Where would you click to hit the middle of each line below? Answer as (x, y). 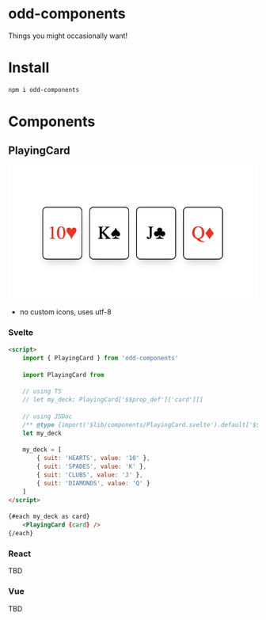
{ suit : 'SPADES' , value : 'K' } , (92, 467)
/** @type (39, 424)
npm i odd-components (44, 89)
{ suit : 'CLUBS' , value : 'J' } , (90, 475)
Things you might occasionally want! (68, 36)
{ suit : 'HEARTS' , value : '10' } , (93, 458)
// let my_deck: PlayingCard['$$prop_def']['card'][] (113, 400)
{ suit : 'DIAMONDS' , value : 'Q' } (93, 483)
